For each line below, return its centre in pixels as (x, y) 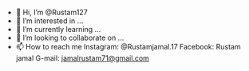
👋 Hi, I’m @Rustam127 (51, 12)
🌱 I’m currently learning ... (58, 29)
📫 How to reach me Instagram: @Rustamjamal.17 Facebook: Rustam (128, 47)
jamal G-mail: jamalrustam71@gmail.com (83, 58)
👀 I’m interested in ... (49, 21)
